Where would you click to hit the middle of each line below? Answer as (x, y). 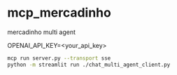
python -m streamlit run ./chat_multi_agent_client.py (89, 65)
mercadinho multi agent (41, 32)
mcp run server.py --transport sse (59, 58)
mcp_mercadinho (59, 13)
